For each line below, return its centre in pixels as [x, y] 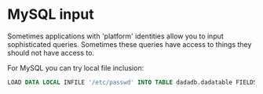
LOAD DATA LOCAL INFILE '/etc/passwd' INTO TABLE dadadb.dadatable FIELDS [132, 82]
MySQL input [51, 14]
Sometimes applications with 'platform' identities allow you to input [116, 36]
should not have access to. [51, 52]
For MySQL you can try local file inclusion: [76, 67]
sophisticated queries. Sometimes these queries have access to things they [130, 44]
